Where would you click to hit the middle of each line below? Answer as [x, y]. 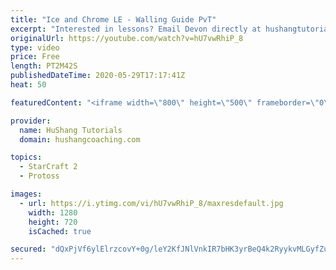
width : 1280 [53, 212]
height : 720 [53, 222]
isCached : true [60, 231]
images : [26, 194]
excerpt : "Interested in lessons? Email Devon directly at [136, 29]
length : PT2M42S [44, 66]
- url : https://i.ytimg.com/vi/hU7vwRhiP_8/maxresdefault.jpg [151, 203]
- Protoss [39, 176]
